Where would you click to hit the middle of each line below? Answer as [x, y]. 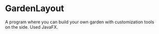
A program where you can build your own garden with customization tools [79, 22]
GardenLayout [35, 8]
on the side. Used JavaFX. [32, 27]
